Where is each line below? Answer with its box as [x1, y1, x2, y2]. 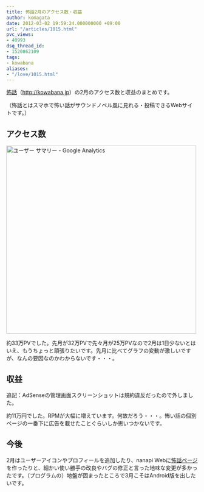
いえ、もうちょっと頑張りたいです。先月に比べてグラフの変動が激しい [6, 347, 181, 354]
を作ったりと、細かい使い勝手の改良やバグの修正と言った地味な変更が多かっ [6, 464, 198, 471]
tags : [6, 54, 20, 60]
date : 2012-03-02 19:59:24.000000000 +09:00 [6, 20, 121, 26]
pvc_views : [6, 32, 34, 38]
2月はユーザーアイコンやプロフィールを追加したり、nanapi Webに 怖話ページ [6, 456, 198, 463]
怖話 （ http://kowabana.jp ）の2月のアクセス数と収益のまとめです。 [6, 89, 173, 96]
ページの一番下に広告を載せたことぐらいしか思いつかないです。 [6, 420, 165, 427]
